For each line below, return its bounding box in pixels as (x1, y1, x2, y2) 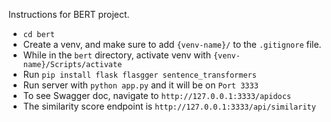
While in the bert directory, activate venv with (22, 49, 211, 61)
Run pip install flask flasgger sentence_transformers (22, 69, 257, 80)
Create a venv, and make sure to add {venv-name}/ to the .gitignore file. (22, 39, 322, 50)
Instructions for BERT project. (8, 9, 130, 20)
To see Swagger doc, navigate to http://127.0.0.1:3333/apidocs (22, 90, 292, 101)
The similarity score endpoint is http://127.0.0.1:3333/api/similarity (22, 100, 316, 112)
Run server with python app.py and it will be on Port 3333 (22, 79, 259, 91)
